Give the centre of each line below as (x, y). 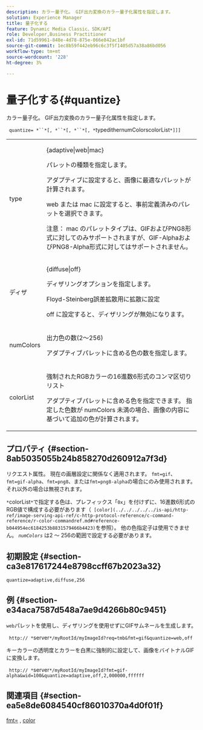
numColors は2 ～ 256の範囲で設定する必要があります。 (86, 535)
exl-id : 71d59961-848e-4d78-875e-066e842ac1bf (66, 40)
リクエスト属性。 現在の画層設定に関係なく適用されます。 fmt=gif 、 (91, 474)
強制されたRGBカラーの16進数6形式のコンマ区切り (119, 377)
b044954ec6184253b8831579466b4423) (51, 529)
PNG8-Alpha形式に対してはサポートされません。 (122, 247)
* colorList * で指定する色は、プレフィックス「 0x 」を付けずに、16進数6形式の (101, 502)
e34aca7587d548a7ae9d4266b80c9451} (87, 610)
